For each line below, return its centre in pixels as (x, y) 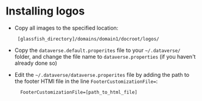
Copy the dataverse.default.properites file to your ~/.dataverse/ (97, 50)
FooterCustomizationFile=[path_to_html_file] (79, 92)
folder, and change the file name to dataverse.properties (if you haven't (105, 56)
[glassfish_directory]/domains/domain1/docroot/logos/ (88, 39)
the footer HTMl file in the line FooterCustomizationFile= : (86, 81)
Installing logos (45, 11)
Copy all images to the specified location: (66, 28)
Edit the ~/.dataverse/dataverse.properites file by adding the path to (102, 74)
